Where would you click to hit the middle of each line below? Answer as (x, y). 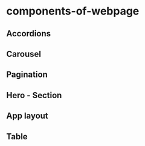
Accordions (29, 34)
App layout (27, 116)
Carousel (24, 54)
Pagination (27, 75)
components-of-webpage (73, 11)
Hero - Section (34, 95)
